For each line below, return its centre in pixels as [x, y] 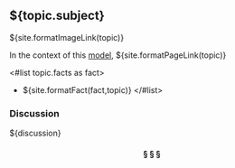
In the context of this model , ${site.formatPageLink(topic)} [118, 55]
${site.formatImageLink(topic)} [67, 37]
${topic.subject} [57, 16]
